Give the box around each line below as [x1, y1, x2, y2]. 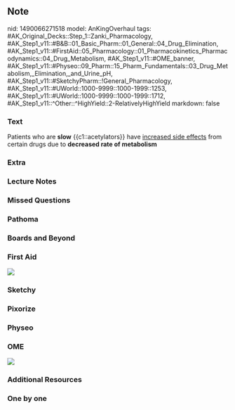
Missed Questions [7, 195, 71, 205]
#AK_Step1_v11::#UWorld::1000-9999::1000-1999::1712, [7, 91, 166, 100]
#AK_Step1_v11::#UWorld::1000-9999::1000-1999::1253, [7, 84, 167, 92]
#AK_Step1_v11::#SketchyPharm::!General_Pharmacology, [7, 77, 173, 85]
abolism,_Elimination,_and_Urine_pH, [7, 69, 114, 77]
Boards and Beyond [7, 233, 76, 243]
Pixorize [7, 304, 36, 314]
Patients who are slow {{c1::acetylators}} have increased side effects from [7, 133, 222, 141]
